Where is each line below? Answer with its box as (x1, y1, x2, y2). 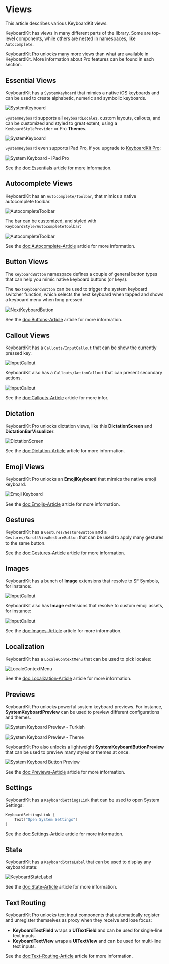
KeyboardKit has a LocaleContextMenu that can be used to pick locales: (5, 656, 152, 662)
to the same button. (5, 539, 46, 546)
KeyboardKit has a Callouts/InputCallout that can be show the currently (5, 344, 157, 351)
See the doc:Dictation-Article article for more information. (5, 448, 125, 454)
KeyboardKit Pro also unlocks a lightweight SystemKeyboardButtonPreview (5, 744, 164, 750)
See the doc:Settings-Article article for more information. (5, 831, 124, 837)
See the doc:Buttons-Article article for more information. (5, 317, 123, 323)
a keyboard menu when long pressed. (5, 297, 84, 303)
